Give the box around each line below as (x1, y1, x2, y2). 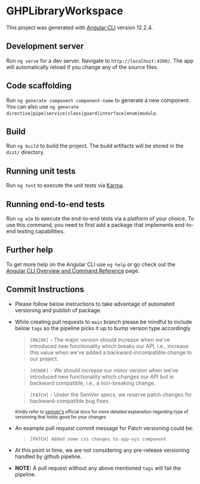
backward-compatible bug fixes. (29, 397, 110, 404)
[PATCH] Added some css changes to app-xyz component (29, 436, 167, 442)
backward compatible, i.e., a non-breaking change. (29, 379, 156, 386)
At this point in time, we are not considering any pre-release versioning (14, 446, 190, 454)
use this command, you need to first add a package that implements (6, 221, 174, 228)
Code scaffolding (6, 81, 72, 91)
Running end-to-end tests (6, 199, 105, 209)
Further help (6, 245, 54, 255)
